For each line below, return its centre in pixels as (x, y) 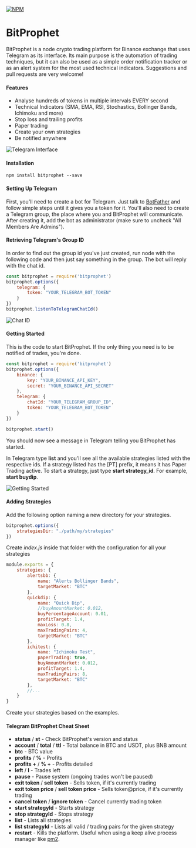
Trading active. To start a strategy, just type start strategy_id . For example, (97, 470)
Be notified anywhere (40, 138)
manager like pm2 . (37, 839)
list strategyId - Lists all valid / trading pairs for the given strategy (94, 827)
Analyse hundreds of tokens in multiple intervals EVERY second (91, 101)
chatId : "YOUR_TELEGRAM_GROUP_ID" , (71, 402)
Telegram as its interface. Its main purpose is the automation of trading (92, 55)
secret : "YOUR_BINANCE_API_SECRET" (71, 386)
